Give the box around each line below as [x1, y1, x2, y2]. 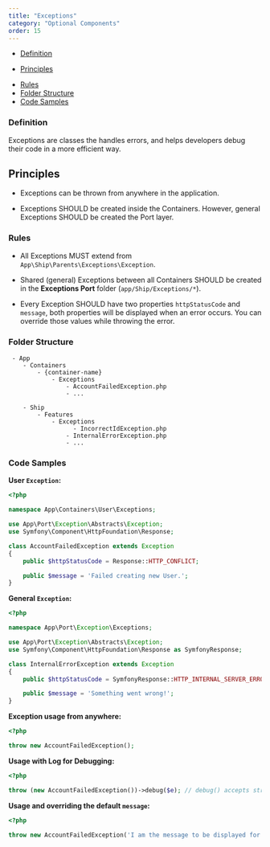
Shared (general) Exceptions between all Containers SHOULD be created [19, 275, 262, 284]
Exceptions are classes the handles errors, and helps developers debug [8, 135, 246, 145]
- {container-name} [37, 369, 103, 377]
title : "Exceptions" [8, 11, 78, 20]
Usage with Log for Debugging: [8, 756, 115, 766]
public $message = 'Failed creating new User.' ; [22, 571, 189, 579]
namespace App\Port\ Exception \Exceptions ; [8, 624, 153, 632]
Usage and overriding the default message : [8, 800, 150, 810]
